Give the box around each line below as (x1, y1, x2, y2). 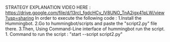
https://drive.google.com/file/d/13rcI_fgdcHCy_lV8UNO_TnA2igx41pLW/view (5, 10, 165, 16)
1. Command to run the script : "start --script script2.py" (5, 31, 123, 37)
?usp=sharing (5, 15, 34, 21)
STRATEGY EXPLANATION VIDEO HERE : (5, 5, 91, 10)
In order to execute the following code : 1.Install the (35, 15, 142, 21)
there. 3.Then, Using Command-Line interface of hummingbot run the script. (5, 26, 165, 32)
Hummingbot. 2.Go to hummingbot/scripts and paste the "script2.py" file (5, 20, 157, 26)
